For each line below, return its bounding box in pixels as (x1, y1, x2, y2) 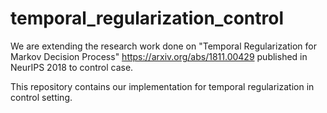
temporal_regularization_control (10, 7, 285, 30)
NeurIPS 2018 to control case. (10, 61, 134, 73)
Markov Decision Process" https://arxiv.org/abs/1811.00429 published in (10, 50, 308, 62)
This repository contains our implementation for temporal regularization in (10, 80, 315, 92)
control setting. (10, 91, 73, 103)
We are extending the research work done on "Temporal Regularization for (10, 40, 317, 52)
